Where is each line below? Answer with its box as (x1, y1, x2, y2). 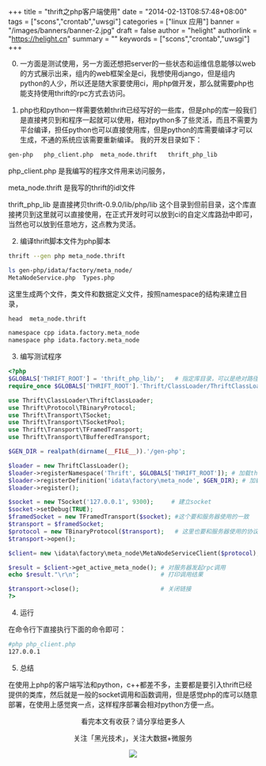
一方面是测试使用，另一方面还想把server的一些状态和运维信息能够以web (19, 59, 256, 68)
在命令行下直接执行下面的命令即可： (8, 624, 127, 634)
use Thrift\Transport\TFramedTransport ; (8, 426, 144, 434)
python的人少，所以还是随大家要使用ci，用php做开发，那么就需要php (19, 78, 247, 88)
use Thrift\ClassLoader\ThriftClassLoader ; (8, 396, 154, 404)
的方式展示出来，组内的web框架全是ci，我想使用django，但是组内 (19, 69, 236, 78)
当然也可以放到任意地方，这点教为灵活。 (8, 219, 140, 229)
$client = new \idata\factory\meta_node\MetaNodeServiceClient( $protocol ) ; (8, 549, 260, 557)
